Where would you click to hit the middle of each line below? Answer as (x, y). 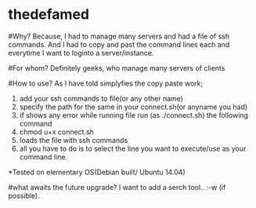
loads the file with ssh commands (74, 140)
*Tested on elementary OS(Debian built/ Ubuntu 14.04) (97, 172)
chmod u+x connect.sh (56, 132)
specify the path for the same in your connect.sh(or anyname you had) (133, 107)
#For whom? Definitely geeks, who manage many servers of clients (117, 68)
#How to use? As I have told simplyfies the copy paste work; (106, 83)
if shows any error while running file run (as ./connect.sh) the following (134, 115)
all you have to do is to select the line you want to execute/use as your (133, 148)
